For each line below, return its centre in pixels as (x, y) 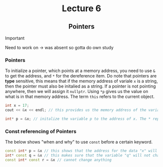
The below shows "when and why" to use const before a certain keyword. (79, 142)
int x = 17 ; (17, 106)
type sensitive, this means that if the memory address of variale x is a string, (81, 81)
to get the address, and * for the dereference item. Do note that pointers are (81, 76)
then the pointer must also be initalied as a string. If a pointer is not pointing (81, 86)
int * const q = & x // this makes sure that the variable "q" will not (78, 156)
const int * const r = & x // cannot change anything (58, 160)
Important (15, 38)
